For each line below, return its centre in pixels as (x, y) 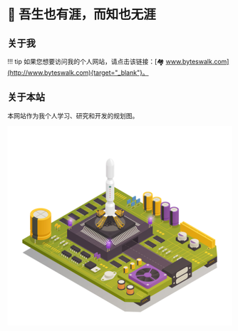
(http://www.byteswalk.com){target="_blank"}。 (78, 73)
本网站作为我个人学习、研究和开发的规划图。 (73, 115)
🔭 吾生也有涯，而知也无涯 (82, 15)
